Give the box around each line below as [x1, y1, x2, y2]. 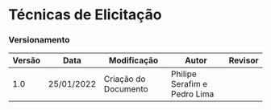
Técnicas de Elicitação [8, 6, 163, 24]
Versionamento [8, 35, 70, 46]
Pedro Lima [170, 88, 215, 100]
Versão [12, 55, 41, 66]
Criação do [103, 74, 146, 85]
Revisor [228, 55, 259, 66]
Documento [103, 84, 148, 95]
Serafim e [170, 79, 208, 90]
